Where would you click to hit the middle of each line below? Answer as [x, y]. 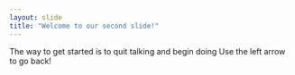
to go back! [30, 61]
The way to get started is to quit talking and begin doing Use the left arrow [147, 51]
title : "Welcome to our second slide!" [84, 26]
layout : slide [36, 17]
